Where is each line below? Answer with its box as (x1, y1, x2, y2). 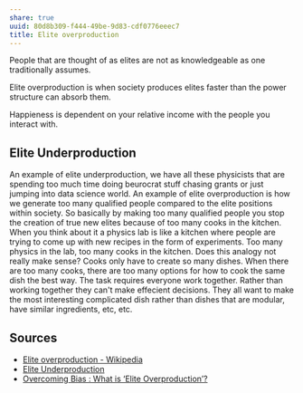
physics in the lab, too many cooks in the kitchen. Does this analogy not (9, 246, 277, 257)
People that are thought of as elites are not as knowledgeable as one (9, 55, 266, 66)
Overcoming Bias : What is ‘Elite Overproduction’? (22, 373, 208, 384)
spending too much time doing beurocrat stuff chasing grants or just (9, 178, 264, 190)
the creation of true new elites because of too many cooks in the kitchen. (9, 217, 282, 228)
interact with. (9, 119, 59, 129)
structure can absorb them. (9, 91, 111, 102)
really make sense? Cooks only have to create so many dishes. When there (9, 255, 289, 267)
